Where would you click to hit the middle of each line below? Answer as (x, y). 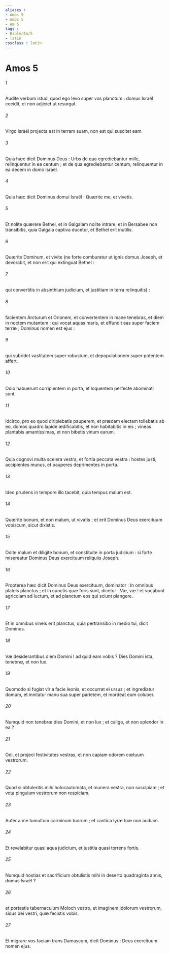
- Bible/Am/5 (19, 34)
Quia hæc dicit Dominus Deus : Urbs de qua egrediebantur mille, (73, 159)
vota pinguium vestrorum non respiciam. (47, 793)
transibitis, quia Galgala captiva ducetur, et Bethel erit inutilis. (69, 229)
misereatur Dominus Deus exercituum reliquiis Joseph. (62, 558)
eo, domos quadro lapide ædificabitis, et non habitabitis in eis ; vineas (78, 427)
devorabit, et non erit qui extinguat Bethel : (50, 263)
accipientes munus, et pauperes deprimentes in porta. (62, 465)
